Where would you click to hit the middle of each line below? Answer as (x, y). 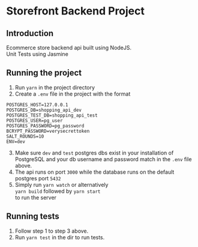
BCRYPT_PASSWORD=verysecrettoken (48, 131)
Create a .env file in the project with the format (73, 94)
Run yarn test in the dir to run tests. (60, 237)
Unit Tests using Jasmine (37, 54)
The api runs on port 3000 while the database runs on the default (94, 172)
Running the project (44, 73)
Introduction (30, 33)
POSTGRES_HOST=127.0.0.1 (37, 105)
